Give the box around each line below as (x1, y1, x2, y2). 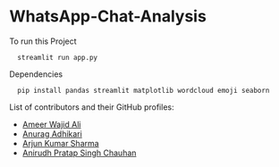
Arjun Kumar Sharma (21, 138, 100, 148)
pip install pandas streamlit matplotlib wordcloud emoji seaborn (17, 86, 270, 95)
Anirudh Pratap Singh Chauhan (21, 147, 137, 158)
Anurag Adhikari (21, 128, 82, 139)
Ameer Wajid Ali (21, 119, 81, 129)
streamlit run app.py (17, 53, 98, 62)
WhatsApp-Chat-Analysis (9, 6, 207, 27)
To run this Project (9, 36, 78, 46)
